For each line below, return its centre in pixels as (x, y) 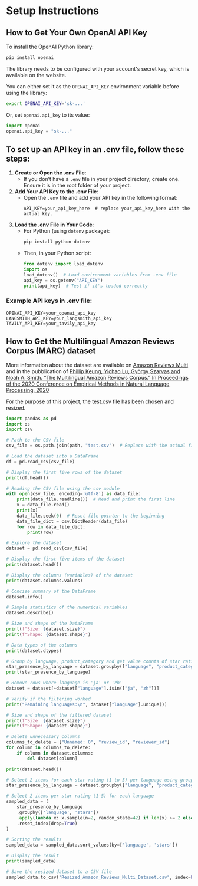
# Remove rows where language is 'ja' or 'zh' (64, 683)
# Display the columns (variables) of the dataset (70, 575)
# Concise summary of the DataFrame (51, 591)
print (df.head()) (27, 478)
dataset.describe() (30, 613)
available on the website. (36, 75)
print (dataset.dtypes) (34, 650)
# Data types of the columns (42, 645)
